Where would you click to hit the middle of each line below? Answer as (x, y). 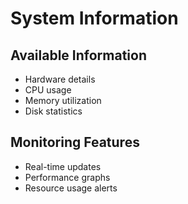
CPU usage (48, 90)
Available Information (78, 55)
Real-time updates (63, 166)
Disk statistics (53, 111)
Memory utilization (63, 100)
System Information (94, 18)
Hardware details (60, 79)
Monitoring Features (75, 142)
